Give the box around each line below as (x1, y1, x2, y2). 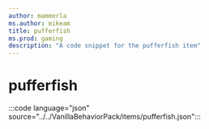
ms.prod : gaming (8, 34, 63, 43)
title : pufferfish (8, 27, 70, 35)
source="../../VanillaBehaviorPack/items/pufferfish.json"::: (8, 112, 201, 122)
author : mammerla (8, 11, 67, 20)
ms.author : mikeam (8, 19, 70, 27)
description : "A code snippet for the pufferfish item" (8, 42, 201, 50)
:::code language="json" (8, 103, 90, 113)
